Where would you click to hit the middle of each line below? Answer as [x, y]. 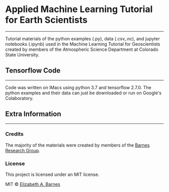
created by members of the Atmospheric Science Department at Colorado [82, 49]
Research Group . [23, 150]
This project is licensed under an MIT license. [52, 174]
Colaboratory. [19, 98]
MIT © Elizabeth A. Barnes [33, 184]
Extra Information [33, 114]
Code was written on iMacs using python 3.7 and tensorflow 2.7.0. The [78, 87]
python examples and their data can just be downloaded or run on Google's [83, 93]
